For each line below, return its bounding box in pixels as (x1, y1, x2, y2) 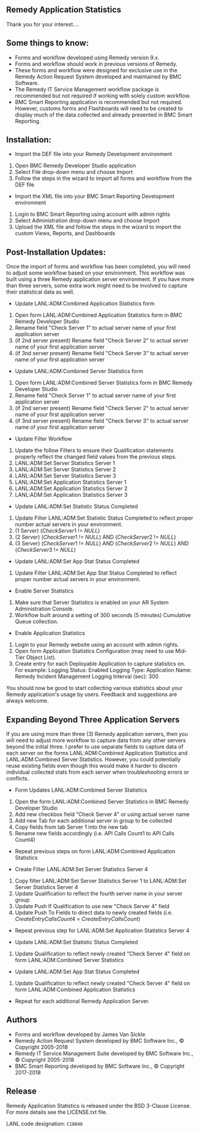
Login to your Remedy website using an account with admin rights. (14, 641, 179, 648)
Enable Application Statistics (14, 630, 85, 637)
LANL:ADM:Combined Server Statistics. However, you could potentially (6, 756, 181, 763)
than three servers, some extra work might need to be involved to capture (6, 282, 187, 289)
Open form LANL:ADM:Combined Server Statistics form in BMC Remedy (14, 379, 193, 386)
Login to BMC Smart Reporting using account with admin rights (14, 210, 170, 218)
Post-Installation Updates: (6, 247, 106, 257)
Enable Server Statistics (14, 587, 74, 594)
